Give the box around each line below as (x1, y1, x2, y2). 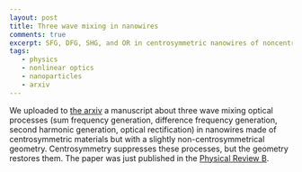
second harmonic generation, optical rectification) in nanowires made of (9, 123, 277, 135)
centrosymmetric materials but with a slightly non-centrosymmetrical (9, 133, 265, 144)
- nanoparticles (21, 72, 83, 81)
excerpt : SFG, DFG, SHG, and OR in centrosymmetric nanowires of (9, 38, 259, 48)
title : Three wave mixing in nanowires (9, 22, 159, 31)
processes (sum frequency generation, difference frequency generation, (9, 114, 278, 125)
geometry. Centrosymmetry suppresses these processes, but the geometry (9, 143, 289, 154)
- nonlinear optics (21, 64, 94, 73)
